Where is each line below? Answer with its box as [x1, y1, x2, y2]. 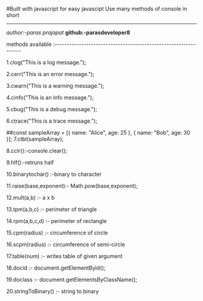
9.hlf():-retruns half [6, 159, 54, 166]
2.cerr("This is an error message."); [6, 71, 95, 77]
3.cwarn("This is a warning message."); [6, 82, 105, 89]
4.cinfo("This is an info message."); [6, 94, 94, 101]
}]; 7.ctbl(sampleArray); [6, 135, 64, 143]
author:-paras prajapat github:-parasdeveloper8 [6, 29, 130, 36]
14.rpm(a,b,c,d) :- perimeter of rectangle [6, 218, 107, 224]
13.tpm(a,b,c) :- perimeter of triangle [6, 206, 97, 213]
